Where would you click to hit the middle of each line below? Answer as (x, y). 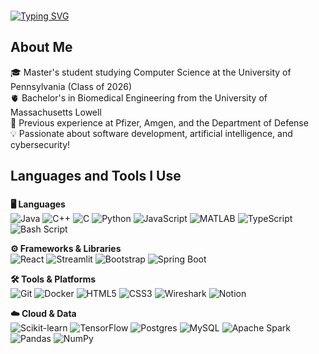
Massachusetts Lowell (56, 112)
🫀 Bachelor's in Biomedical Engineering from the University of (139, 97)
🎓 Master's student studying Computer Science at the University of (151, 72)
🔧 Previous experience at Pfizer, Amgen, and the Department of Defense (159, 122)
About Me (41, 47)
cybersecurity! (40, 144)
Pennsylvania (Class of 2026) (71, 86)
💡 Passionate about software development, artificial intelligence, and (151, 133)
